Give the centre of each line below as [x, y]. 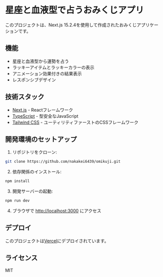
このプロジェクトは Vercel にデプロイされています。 [57, 241]
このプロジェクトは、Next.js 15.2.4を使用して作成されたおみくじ [71, 25]
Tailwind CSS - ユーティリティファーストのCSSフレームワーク [75, 122]
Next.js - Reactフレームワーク [43, 110]
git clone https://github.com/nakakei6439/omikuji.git [63, 162]
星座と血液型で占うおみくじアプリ [75, 10]
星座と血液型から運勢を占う [41, 61]
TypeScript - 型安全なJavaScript [45, 116]
